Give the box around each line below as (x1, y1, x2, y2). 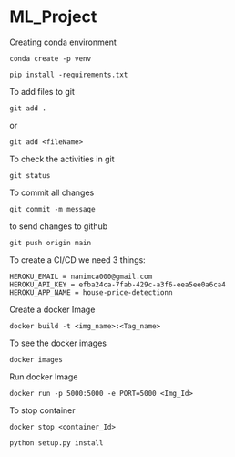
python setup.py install (9, 438, 104, 448)
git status (9, 171, 51, 180)
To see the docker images (9, 338, 107, 348)
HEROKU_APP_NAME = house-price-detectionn (9, 287, 173, 297)
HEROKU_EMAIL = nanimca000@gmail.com (9, 272, 153, 281)
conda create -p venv (9, 54, 92, 63)
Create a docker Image (9, 304, 96, 315)
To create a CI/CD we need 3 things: (9, 254, 146, 265)
